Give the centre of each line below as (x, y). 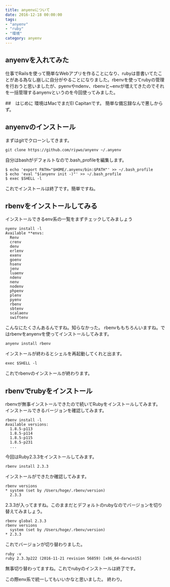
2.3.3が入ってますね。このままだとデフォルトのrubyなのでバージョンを (79, 505)
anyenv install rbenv (28, 344)
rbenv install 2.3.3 (27, 467)
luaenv (17, 273)
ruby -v (13, 554)
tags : (11, 19)
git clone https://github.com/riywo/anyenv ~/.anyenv (63, 150)
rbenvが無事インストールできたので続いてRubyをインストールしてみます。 (83, 404)
